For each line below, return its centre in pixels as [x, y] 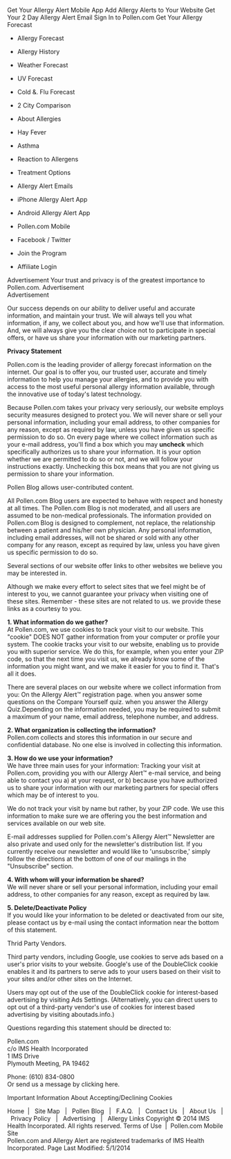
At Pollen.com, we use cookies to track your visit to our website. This [105, 629]
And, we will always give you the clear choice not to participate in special [111, 330]
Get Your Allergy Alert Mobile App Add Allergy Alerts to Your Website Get [111, 10]
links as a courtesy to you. [45, 609]
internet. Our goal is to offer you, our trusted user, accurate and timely [107, 372]
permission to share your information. [61, 474]
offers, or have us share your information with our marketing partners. [107, 338]
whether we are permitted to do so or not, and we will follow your [100, 459]
